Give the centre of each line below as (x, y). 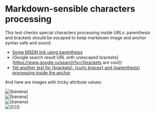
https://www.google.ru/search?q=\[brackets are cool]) (68, 62)
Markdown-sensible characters (70, 9)
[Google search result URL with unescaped (55, 57)
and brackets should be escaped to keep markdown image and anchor (76, 38)
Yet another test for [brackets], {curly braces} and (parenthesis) (76, 67)
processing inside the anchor (41, 72)
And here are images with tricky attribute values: (54, 82)
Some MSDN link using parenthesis (47, 52)
